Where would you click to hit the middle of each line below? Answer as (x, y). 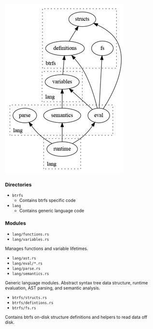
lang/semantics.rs (30, 274)
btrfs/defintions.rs (33, 303)
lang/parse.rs (26, 268)
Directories (18, 184)
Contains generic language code (52, 211)
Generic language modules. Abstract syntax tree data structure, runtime (76, 282)
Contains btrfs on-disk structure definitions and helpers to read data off (76, 317)
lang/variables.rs (30, 239)
